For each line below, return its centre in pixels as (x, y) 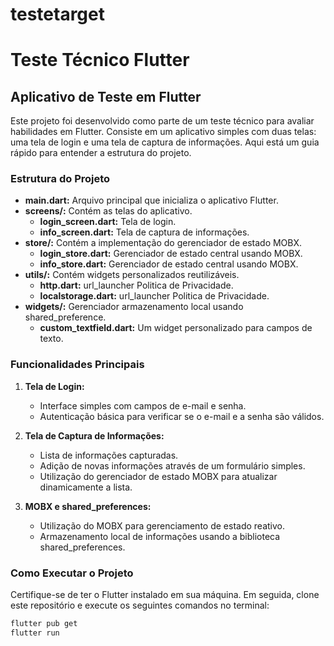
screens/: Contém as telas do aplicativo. (108, 211)
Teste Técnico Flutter (100, 60)
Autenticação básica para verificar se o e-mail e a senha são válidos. (182, 416)
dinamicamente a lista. (86, 487)
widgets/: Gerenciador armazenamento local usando (134, 307)
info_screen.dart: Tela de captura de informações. (144, 232)
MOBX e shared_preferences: (88, 506)
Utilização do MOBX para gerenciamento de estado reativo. (162, 525)
